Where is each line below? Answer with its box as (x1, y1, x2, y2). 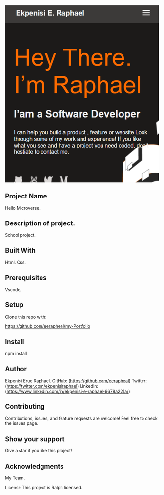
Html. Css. (5, 259, 26, 265)
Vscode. (5, 287, 22, 293)
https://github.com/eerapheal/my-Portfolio (5, 323, 90, 329)
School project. (5, 232, 36, 238)
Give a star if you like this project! (5, 448, 72, 454)
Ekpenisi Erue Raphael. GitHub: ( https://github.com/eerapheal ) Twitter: (5, 378, 147, 384)
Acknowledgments (5, 462, 64, 470)
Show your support (5, 435, 65, 443)
